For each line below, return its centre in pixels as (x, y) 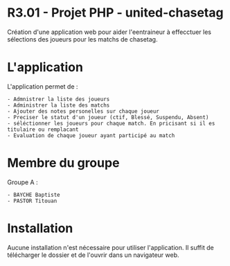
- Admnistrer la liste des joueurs (59, 99)
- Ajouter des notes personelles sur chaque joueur (83, 111)
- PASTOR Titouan (32, 201)
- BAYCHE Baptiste (34, 195)
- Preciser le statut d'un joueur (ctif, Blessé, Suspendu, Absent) (108, 117)
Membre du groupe (63, 163)
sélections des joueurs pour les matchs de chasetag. (82, 39)
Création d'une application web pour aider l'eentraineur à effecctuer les (109, 32)
